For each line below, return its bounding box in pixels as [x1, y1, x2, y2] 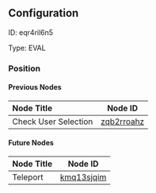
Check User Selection [12, 116, 93, 127]
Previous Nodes [8, 83, 62, 92]
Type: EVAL [8, 43, 46, 52]
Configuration [8, 6, 79, 20]
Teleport [12, 172, 44, 183]
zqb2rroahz [100, 116, 145, 127]
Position [8, 63, 41, 74]
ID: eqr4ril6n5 [8, 27, 54, 37]
